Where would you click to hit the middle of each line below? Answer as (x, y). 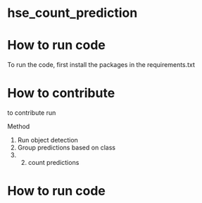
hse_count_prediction (72, 13)
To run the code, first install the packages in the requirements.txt (101, 65)
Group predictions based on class (67, 148)
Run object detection (48, 140)
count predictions (53, 163)
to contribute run (32, 113)
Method (19, 127)
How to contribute (61, 93)
